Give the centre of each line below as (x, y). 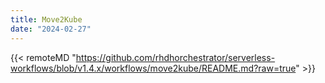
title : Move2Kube (46, 19)
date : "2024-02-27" (51, 29)
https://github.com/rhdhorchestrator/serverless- (175, 57)
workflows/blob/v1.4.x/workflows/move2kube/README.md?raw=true (153, 68)
